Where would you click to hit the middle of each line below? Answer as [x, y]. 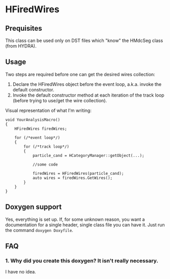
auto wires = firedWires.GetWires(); [73, 178]
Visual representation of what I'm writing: [48, 110]
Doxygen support [34, 207]
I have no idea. [21, 272]
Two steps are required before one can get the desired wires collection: [80, 74]
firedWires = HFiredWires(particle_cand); [78, 173]
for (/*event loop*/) [37, 137]
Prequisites [24, 28]
